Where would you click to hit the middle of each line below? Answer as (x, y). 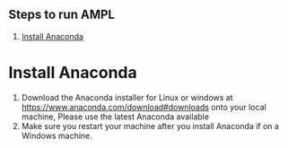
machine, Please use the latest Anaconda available (115, 117)
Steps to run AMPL (62, 15)
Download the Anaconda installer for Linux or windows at (127, 97)
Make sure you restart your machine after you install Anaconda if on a (150, 126)
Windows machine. (57, 135)
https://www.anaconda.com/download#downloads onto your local (144, 107)
